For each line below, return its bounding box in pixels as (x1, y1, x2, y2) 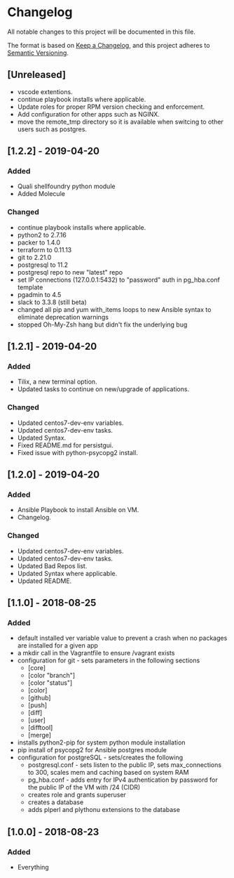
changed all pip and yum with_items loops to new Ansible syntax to (17, 305, 212, 313)
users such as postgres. (17, 124, 88, 133)
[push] (27, 701, 48, 709)
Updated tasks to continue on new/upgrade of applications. (17, 385, 190, 393)
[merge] (27, 731, 51, 740)
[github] (27, 693, 51, 702)
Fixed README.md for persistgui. (17, 440, 113, 450)
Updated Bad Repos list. (17, 561, 88, 570)
